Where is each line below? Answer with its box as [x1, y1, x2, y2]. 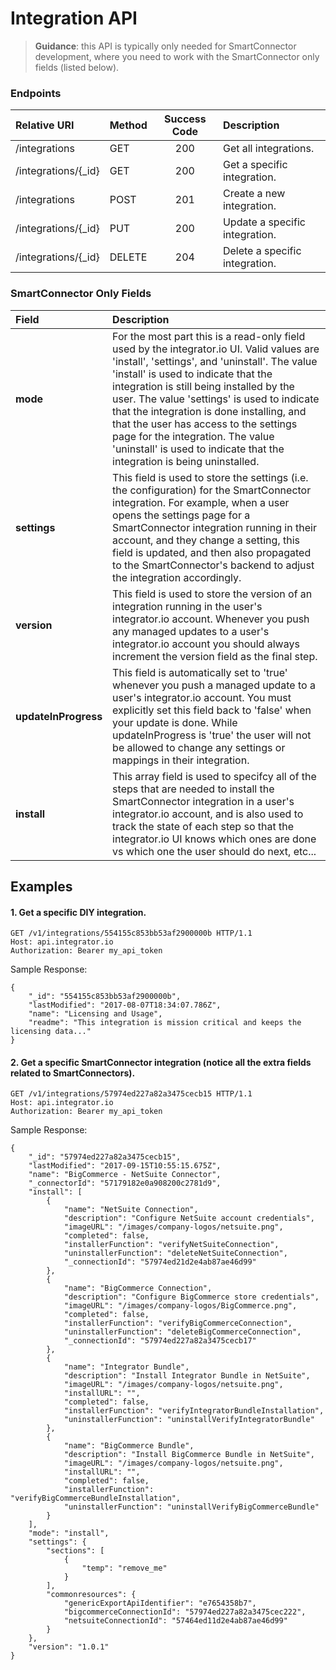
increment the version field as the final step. [112, 649, 318, 663]
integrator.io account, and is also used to [112, 807, 304, 821]
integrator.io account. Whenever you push [112, 612, 310, 626]
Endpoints [10, 86, 62, 100]
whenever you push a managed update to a [112, 678, 316, 692]
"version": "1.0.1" [28, 1642, 110, 1652]
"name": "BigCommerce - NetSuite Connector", [28, 1170, 222, 1180]
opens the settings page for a [112, 508, 251, 522]
